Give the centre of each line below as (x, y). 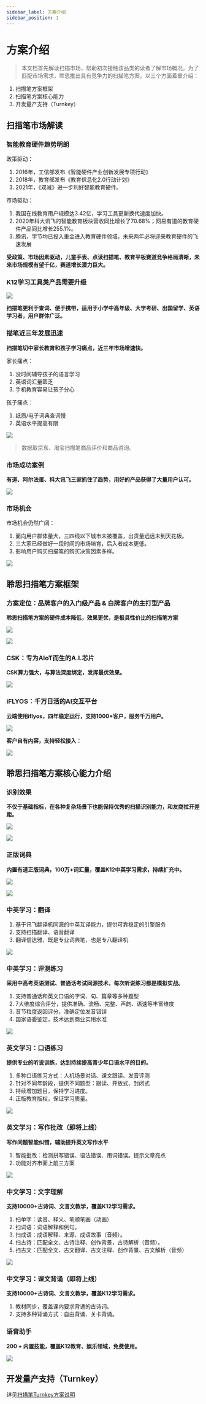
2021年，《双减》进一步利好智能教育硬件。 (68, 187)
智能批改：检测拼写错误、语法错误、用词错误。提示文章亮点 (90, 1155)
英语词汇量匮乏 (34, 382)
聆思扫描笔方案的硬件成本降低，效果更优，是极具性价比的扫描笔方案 (92, 618)
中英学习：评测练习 (35, 968)
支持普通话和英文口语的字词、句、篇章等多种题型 (77, 996)
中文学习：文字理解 (35, 1192)
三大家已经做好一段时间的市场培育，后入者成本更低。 (82, 544)
